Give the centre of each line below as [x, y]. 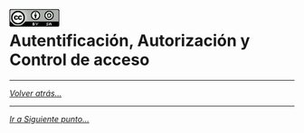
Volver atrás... [36, 93]
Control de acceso [80, 60]
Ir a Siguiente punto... [50, 119]
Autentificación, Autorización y [130, 41]
